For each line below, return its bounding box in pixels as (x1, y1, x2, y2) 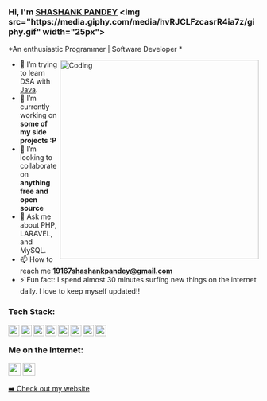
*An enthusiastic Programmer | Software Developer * (8, 45, 183, 54)
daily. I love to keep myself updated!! (19, 286, 141, 296)
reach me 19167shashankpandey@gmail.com (19, 266, 173, 276)
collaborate (19, 162, 57, 171)
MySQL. (19, 246, 47, 255)
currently (19, 102, 50, 111)
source (19, 204, 44, 213)
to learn (19, 68, 45, 78)
